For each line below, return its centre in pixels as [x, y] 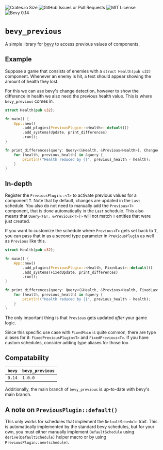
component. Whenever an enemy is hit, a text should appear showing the [78, 76]
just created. [17, 221]
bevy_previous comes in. [30, 101]
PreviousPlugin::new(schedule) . [37, 442]
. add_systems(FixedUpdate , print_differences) [70, 272]
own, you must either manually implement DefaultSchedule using [70, 432]
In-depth [19, 183]
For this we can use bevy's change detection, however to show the [72, 91]
